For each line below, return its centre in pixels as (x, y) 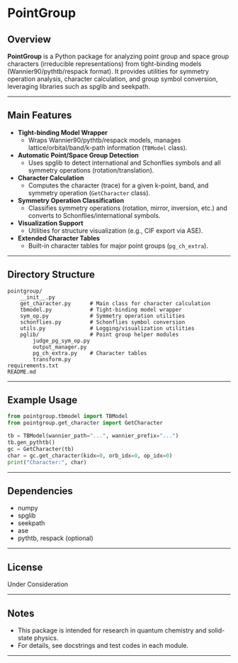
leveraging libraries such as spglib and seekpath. (79, 86)
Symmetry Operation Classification (71, 200)
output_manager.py (60, 347)
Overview (29, 39)
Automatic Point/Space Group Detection (78, 155)
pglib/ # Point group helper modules (100, 334)
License (25, 567)
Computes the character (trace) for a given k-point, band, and (118, 185)
